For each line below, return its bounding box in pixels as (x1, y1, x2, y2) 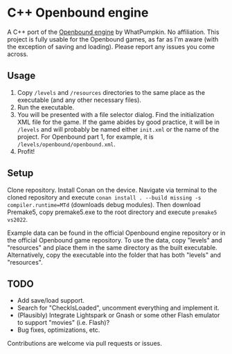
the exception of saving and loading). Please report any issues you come (7, 42, 215, 51)
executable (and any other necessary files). (17, 96, 142, 104)
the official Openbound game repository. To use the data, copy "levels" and (7, 236, 223, 244)
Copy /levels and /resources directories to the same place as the (17, 88, 206, 96)
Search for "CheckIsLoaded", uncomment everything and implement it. (17, 303, 220, 312)
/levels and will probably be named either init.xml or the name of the (17, 125, 220, 133)
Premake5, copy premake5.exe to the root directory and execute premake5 (7, 208, 217, 216)
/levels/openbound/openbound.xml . (17, 140, 116, 148)
